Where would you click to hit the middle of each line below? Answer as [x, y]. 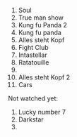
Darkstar [31, 119]
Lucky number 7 [42, 112]
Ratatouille [34, 62]
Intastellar [33, 55]
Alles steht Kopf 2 [44, 77]
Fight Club [33, 47]
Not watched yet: [33, 98]
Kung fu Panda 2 [43, 25]
